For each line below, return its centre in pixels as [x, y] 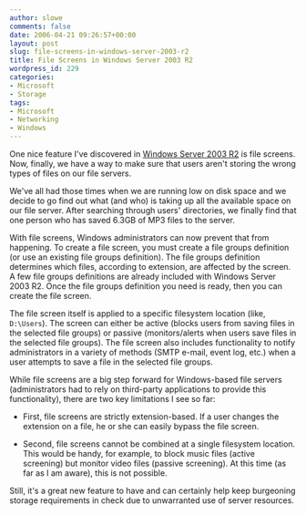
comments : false [40, 26]
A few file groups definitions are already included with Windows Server [143, 276]
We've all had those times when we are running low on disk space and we [148, 191]
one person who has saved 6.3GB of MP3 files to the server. [122, 220]
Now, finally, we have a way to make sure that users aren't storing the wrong [153, 164]
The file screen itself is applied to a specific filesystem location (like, [138, 314]
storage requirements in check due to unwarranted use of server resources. [152, 500]
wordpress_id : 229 [44, 69]
